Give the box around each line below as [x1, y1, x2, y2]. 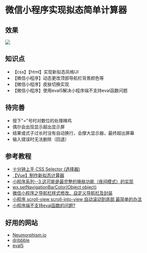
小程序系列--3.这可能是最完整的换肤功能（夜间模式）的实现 [12, 178, 134, 184]
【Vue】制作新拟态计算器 [12, 172, 65, 178]
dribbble [12, 237, 30, 244]
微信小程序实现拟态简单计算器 [5, 4, 128, 16]
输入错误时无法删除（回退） [12, 136, 70, 142]
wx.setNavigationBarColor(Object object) [12, 184, 97, 190]
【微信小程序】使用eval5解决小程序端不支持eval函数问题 [12, 87, 128, 93]
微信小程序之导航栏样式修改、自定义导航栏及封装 [12, 190, 113, 196]
